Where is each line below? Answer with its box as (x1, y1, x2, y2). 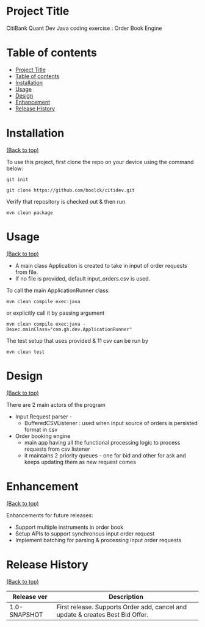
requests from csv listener (24, 445, 90, 453)
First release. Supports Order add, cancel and (56, 603, 187, 611)
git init (6, 176, 29, 182)
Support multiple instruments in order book (15, 523, 124, 531)
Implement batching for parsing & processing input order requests (15, 536, 182, 543)
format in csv (24, 426, 58, 433)
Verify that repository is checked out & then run (6, 198, 126, 205)
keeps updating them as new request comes (24, 458, 136, 465)
